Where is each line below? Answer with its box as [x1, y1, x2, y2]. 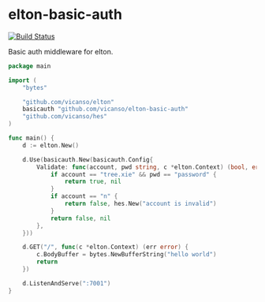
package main [8, 62, 51, 70]
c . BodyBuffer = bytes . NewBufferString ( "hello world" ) [36, 251, 217, 259]
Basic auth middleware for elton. [8, 47, 114, 56]
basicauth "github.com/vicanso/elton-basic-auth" [22, 105, 189, 114]
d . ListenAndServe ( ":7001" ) [22, 279, 111, 287]
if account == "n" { [50, 192, 118, 200]
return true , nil [64, 177, 122, 186]
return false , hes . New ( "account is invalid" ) [64, 199, 217, 208]
